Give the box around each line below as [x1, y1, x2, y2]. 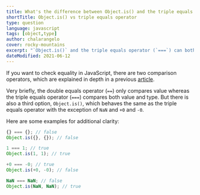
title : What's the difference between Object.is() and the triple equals [6, 8, 193, 15]
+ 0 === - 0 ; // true [6, 162, 55, 168]
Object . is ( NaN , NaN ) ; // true [6, 183, 82, 189]
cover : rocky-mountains [6, 42, 65, 48]
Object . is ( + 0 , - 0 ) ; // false [6, 167, 79, 173]
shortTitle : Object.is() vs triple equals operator [6, 14, 137, 20]
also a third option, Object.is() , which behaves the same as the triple [6, 99, 177, 107]
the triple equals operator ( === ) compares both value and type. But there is [6, 93, 189, 100]
